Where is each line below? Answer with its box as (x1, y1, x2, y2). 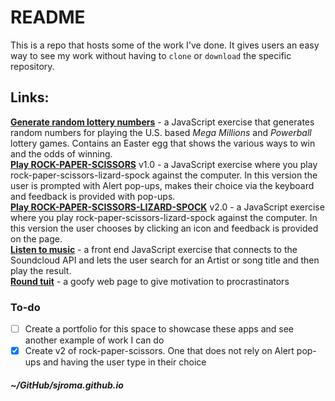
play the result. (10, 264, 72, 276)
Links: (10, 89, 50, 106)
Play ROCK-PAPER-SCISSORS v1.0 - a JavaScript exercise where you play (10, 158, 318, 170)
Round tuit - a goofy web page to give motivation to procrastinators (10, 275, 290, 287)
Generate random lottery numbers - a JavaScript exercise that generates (10, 116, 315, 128)
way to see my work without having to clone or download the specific (10, 49, 292, 61)
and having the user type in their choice (42, 356, 207, 368)
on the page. (10, 232, 63, 245)
